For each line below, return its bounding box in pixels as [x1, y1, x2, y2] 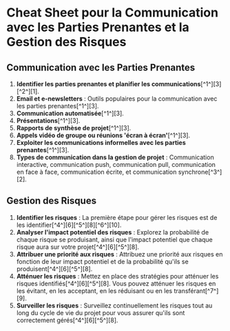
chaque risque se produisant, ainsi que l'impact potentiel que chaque [16, 235, 213, 243]
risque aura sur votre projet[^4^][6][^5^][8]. [16, 243, 139, 251]
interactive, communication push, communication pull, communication [16, 161, 216, 168]
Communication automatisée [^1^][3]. [16, 109, 125, 117]
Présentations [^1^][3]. [16, 117, 81, 125]
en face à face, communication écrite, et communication [16, 168, 177, 176]
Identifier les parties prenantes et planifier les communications [16, 80, 201, 88]
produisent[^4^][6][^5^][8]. [16, 264, 93, 273]
